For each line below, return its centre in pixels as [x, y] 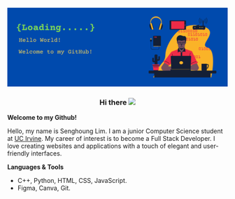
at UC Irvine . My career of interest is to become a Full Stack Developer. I [111, 138]
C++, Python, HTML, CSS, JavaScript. [72, 180]
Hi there [113, 102]
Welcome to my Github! [42, 117]
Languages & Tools [36, 167]
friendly [19, 153]
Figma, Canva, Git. [44, 188]
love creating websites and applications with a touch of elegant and [105, 146]
